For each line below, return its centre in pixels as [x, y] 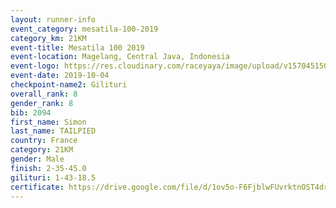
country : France [44, 141]
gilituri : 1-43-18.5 [53, 177]
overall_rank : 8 [44, 94]
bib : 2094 [31, 112]
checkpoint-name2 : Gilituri [69, 85]
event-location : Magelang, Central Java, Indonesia [120, 57]
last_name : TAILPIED [53, 131]
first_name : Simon [48, 122]
